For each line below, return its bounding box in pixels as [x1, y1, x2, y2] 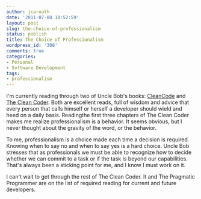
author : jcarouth [6, 8, 50, 15]
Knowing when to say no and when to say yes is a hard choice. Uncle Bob [6, 142, 190, 150]
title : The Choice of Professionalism [6, 37, 104, 43]
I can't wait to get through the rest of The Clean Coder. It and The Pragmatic [6, 173, 196, 180]
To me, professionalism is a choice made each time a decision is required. [6, 136, 190, 143]
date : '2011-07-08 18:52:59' [6, 14, 79, 20]
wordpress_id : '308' [6, 43, 58, 49]
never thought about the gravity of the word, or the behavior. [6, 124, 157, 132]
